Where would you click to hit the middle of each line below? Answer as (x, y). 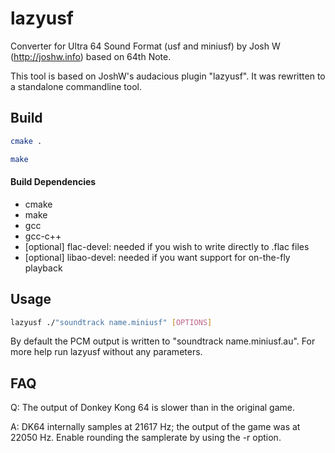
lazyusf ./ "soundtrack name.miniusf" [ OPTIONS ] (111, 322)
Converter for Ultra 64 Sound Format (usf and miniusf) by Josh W (145, 46)
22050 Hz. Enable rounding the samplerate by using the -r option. (146, 438)
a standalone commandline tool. (76, 86)
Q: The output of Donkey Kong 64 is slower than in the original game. (152, 408)
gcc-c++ (43, 236)
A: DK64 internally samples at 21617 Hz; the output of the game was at (155, 427)
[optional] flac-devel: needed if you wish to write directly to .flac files (167, 246)
